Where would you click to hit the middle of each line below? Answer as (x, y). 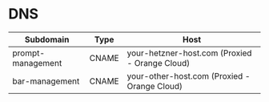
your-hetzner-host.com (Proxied (189, 53)
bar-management (46, 81)
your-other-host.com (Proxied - (189, 75)
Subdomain (47, 39)
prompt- (29, 53)
